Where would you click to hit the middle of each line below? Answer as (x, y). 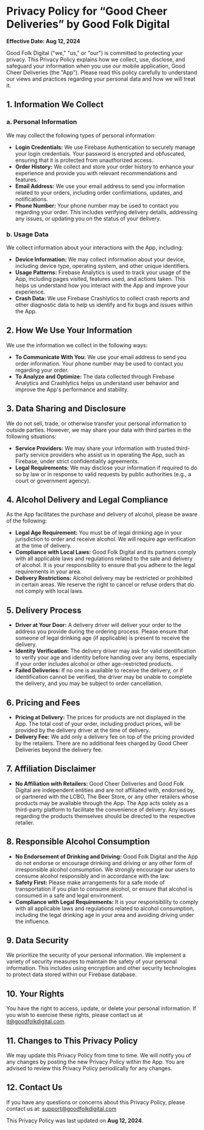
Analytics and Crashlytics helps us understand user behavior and (97, 383)
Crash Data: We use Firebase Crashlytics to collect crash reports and (102, 298)
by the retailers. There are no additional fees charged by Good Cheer (102, 743)
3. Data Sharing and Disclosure (66, 409)
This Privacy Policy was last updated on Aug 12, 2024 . (75, 1120)
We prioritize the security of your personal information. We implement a (96, 955)
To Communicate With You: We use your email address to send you (101, 357)
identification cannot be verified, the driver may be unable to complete (104, 677)
